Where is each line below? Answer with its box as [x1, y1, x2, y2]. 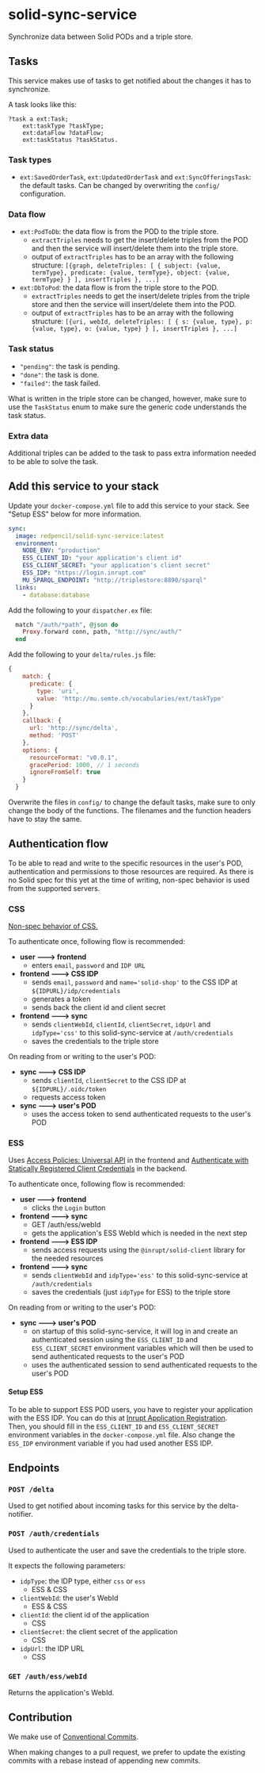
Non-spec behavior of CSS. [8, 922, 98, 931]
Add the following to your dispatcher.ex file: [8, 605, 153, 615]
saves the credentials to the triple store [31, 1037, 160, 1046]
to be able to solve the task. [8, 456, 99, 466]
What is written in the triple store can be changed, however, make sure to [8, 393, 247, 403]
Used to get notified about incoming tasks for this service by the [8, 1501, 218, 1510]
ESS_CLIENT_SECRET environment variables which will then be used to [31, 1343, 254, 1353]
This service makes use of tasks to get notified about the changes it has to [8, 75, 252, 85]
